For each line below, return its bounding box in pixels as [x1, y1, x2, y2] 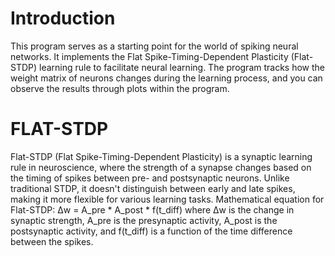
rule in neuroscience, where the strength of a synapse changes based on [10, 161, 312, 173]
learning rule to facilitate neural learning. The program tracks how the [39, 61, 325, 73]
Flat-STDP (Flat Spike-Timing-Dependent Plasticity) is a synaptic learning [10, 150, 313, 162]
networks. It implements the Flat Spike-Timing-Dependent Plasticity [10, 50, 289, 62]
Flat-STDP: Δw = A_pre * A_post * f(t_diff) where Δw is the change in [10, 203, 295, 216]
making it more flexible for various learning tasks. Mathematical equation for [10, 193, 325, 205]
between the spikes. [10, 235, 94, 247]
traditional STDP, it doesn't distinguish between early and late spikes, [10, 182, 296, 194]
